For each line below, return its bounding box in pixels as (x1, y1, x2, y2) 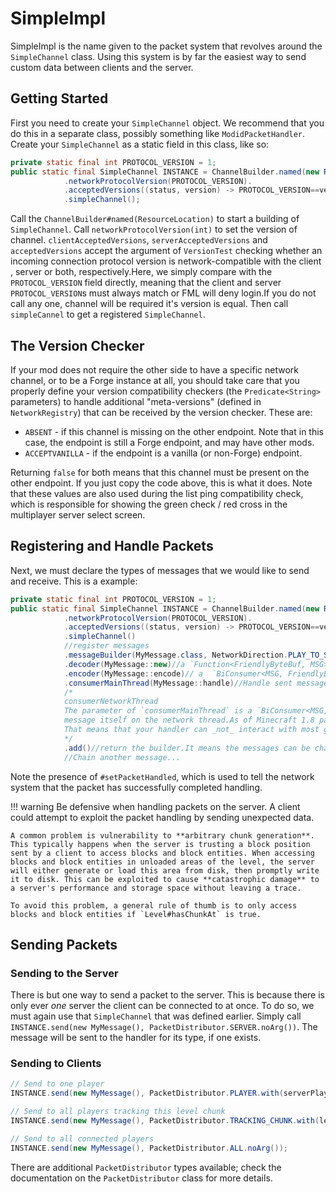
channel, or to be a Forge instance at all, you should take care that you (10, 374, 300, 386)
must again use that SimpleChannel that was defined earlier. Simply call (10, 1010, 302, 1022)
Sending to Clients (10, 1057, 102, 1071)
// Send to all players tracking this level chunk (10, 1107, 226, 1117)
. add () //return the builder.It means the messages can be (63, 743, 311, 753)
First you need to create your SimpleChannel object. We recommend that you (10, 117, 325, 129)
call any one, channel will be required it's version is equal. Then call (10, 298, 289, 310)
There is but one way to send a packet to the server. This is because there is (10, 989, 325, 1001)
